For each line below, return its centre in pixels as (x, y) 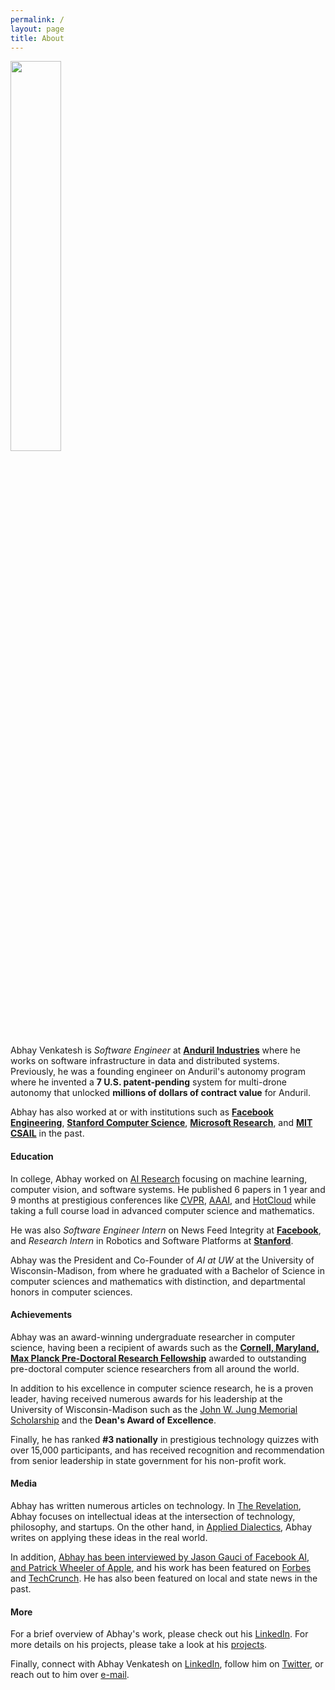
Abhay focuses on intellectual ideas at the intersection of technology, (153, 1516)
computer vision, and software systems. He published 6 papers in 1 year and (168, 1189)
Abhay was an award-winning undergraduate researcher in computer (153, 1337)
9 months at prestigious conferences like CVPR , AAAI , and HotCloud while (163, 1200)
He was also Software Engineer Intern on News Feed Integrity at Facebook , (166, 1230)
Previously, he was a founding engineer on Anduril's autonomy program (158, 1072)
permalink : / (37, 19)
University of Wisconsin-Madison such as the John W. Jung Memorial (154, 1409)
